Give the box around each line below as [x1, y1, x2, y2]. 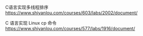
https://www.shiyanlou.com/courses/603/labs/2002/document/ [5, 10, 138, 16]
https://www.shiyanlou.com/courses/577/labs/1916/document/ [5, 26, 135, 31]
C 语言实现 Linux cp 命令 [5, 20, 57, 26]
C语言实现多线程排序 [5, 4, 49, 10]
